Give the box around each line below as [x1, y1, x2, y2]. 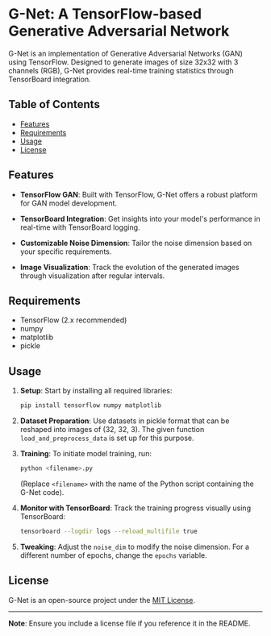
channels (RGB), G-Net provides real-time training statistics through [8, 65, 234, 75]
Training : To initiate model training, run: [19, 449, 152, 459]
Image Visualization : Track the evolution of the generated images [19, 262, 240, 272]
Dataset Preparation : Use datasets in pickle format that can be [19, 416, 230, 426]
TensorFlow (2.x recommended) [19, 315, 127, 325]
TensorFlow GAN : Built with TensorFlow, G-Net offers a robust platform [19, 189, 258, 199]
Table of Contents [8, 98, 101, 111]
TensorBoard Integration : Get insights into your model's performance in [19, 214, 261, 223]
